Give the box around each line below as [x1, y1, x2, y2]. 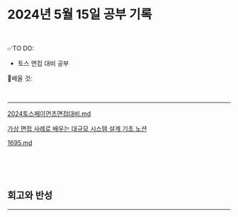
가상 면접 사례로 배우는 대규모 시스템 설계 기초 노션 [7, 124, 147, 133]
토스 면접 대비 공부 [17, 59, 69, 67]
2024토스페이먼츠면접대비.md [7, 109, 91, 117]
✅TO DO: [7, 44, 34, 52]
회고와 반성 [7, 189, 53, 201]
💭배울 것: [7, 74, 33, 82]
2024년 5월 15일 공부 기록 [7, 6, 152, 23]
